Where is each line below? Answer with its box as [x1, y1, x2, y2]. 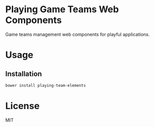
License [5, 100, 40, 112]
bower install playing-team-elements [5, 83, 86, 88]
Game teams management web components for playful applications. [5, 31, 150, 37]
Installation [5, 69, 42, 78]
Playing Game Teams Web [5, 4, 119, 15]
